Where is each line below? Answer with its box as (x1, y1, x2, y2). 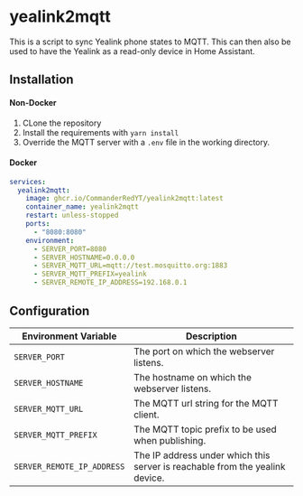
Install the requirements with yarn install (22, 126, 179, 137)
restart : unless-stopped (25, 211, 119, 220)
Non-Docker (9, 97, 57, 108)
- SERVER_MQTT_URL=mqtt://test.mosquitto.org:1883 (32, 261, 228, 270)
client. (133, 408, 160, 421)
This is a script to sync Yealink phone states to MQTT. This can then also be (9, 36, 291, 47)
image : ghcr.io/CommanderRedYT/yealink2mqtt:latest (25, 194, 224, 203)
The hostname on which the (133, 370, 252, 383)
